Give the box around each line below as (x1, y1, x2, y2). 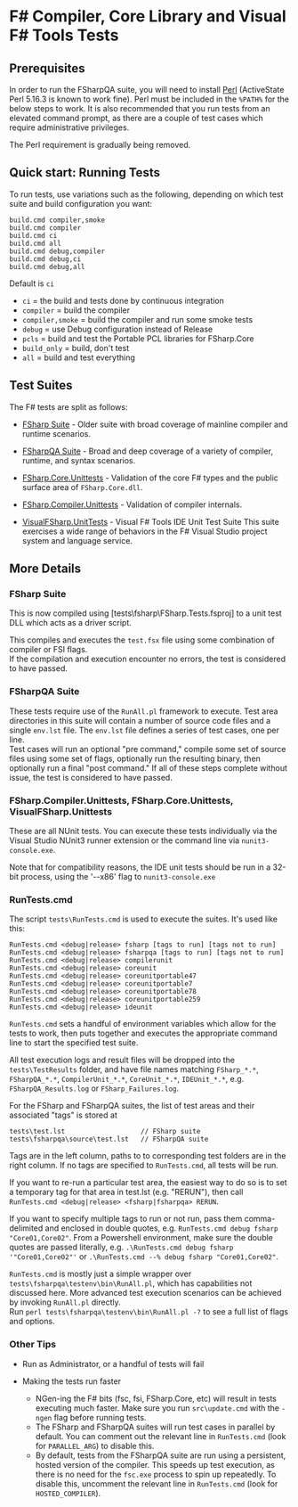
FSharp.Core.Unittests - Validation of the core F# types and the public (21, 472, 278, 483)
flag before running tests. (53, 1412, 147, 1422)
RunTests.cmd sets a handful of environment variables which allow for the (9, 1019, 277, 1029)
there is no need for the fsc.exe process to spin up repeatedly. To (35, 1469, 277, 1479)
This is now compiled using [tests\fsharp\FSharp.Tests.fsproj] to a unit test (9, 608, 282, 618)
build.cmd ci (9, 231, 58, 240)
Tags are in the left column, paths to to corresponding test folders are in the (9, 1151, 286, 1161)
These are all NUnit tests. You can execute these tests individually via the (9, 825, 278, 836)
